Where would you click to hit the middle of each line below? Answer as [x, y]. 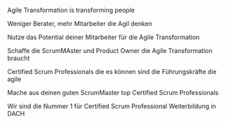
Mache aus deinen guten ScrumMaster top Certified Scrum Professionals [113, 93]
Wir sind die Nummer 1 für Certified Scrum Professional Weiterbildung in [112, 106]
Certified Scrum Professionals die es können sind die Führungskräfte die [112, 72]
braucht [19, 58]
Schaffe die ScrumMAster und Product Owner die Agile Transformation [110, 51]
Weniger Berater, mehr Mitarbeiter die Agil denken [80, 23]
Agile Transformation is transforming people [71, 10]
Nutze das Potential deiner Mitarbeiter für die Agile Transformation [104, 37]
